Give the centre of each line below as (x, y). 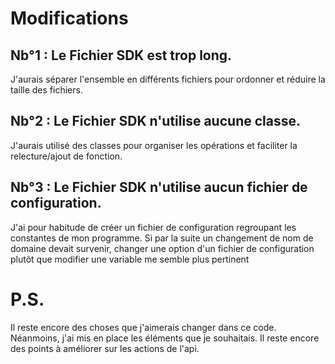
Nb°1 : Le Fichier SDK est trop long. (121, 55)
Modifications (69, 18)
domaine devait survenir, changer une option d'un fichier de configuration (162, 248)
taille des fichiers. (46, 90)
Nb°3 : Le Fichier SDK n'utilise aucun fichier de (159, 187)
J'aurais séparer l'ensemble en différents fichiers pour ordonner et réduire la (168, 79)
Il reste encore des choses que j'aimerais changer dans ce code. (143, 327)
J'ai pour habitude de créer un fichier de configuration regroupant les (153, 227)
